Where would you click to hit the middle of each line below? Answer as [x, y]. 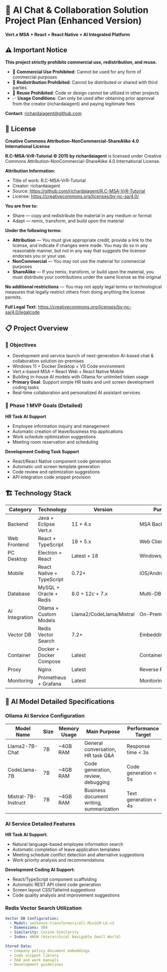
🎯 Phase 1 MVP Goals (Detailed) [44, 405]
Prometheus [52, 678]
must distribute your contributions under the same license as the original [87, 277]
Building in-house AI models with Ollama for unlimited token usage [81, 377]
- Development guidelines [37, 965]
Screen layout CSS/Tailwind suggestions [54, 890]
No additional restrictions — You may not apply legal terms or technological [83, 286]
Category [21, 510]
